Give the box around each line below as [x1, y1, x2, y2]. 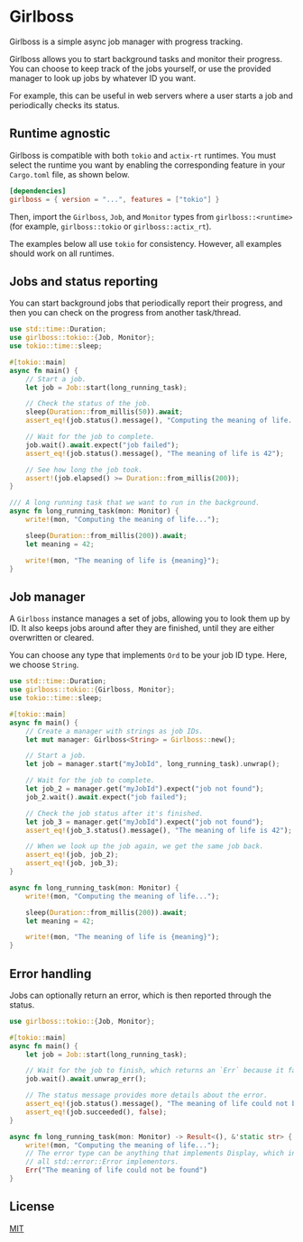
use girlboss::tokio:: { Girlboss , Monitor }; [9, 685, 176, 695]
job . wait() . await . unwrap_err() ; [25, 1074, 147, 1083]
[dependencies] [9, 187, 67, 196]
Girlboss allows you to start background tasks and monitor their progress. [9, 53, 283, 64]
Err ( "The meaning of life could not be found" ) [25, 1165, 207, 1175]
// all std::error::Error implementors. [25, 1157, 179, 1166]
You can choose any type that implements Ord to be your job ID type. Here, [9, 650, 288, 661]
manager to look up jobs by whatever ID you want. [9, 72, 197, 83]
